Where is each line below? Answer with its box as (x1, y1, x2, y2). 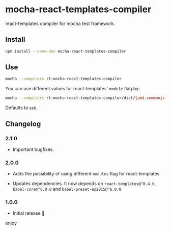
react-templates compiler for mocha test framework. (5, 20, 116, 27)
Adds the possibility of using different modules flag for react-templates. (12, 171, 161, 177)
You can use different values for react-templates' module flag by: (5, 86, 140, 92)
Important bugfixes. (12, 146, 54, 152)
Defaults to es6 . (5, 105, 38, 111)
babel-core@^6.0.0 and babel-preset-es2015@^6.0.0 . (12, 186, 123, 192)
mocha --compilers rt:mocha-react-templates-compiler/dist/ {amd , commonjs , (5, 95, 167, 100)
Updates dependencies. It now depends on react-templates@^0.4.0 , (12, 181, 156, 187)
